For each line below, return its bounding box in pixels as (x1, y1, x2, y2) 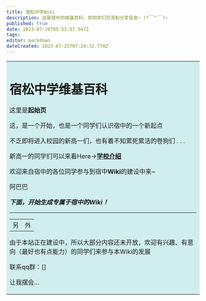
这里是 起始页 (9, 106, 47, 115)
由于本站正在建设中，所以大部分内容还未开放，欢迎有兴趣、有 (9, 238, 188, 247)
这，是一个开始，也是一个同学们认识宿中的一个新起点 (9, 121, 164, 130)
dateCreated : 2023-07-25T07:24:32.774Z (6, 44, 109, 50)
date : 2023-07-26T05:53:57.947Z (6, 26, 89, 32)
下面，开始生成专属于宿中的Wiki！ (9, 198, 109, 207)
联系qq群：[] (9, 263, 47, 272)
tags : (6, 32, 20, 38)
